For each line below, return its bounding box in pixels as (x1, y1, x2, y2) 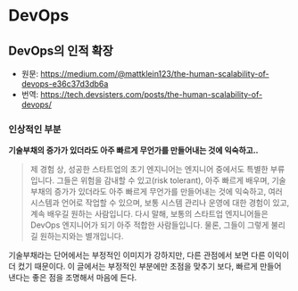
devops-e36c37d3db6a (21, 79, 109, 89)
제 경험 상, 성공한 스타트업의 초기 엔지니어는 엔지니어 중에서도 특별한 (29, 164, 269, 175)
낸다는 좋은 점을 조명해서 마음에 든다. (8, 272, 137, 283)
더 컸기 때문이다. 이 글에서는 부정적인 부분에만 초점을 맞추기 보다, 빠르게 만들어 (8, 261, 282, 272)
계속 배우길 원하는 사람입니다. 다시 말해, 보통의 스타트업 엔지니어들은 (29, 209, 269, 220)
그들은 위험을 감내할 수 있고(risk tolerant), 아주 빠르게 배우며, (56, 175, 270, 186)
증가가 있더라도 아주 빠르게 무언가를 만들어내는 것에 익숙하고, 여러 (54, 187, 283, 197)
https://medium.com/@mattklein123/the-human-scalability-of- (40, 69, 269, 79)
